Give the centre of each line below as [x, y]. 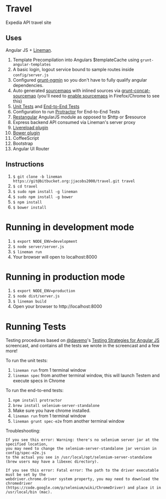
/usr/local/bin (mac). [29, 492]
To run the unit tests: [27, 361]
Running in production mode [65, 277]
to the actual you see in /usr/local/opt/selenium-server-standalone [79, 457]
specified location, [27, 444]
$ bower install [29, 207]
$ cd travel [25, 186]
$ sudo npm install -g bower [43, 197]
